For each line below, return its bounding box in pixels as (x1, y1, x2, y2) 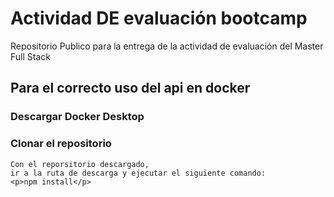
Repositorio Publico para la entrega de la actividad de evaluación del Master (10, 40, 324, 52)
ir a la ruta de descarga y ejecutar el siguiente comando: (10, 168, 267, 178)
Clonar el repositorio (10, 137, 112, 151)
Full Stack (10, 50, 51, 62)
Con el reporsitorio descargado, (10, 159, 150, 169)
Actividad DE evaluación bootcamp (10, 7, 308, 30)
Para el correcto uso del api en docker (10, 80, 251, 97)
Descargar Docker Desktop (10, 110, 145, 124)
